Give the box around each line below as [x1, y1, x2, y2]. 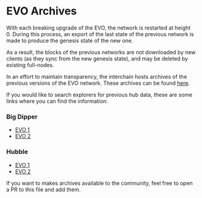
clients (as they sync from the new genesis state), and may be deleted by [6, 55, 188, 62]
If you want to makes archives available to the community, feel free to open [6, 179, 193, 187]
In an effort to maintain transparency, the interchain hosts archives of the [6, 73, 188, 80]
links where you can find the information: [6, 97, 108, 105]
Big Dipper [6, 113, 38, 121]
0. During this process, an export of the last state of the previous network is [6, 30, 194, 37]
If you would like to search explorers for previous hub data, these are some [6, 91, 193, 98]
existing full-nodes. [6, 61, 54, 69]
